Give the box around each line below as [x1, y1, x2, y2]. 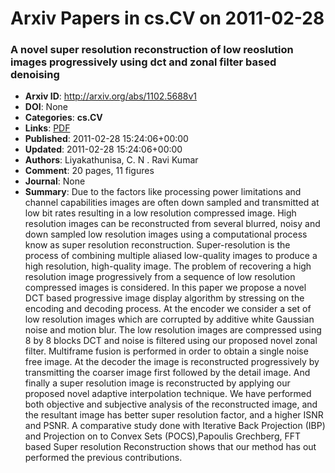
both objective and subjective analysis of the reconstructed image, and [24, 398, 318, 411]
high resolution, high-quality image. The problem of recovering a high [24, 260, 312, 272]
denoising [10, 68, 60, 82]
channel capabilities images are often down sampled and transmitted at [24, 197, 320, 209]
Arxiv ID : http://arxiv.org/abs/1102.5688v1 [24, 90, 198, 102]
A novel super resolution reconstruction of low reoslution [10, 43, 294, 57]
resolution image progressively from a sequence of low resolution [24, 271, 296, 283]
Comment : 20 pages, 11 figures [24, 165, 155, 177]
